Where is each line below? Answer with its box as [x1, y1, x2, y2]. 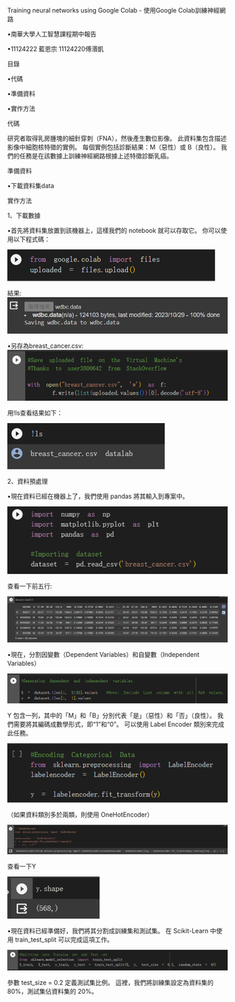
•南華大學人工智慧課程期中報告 [7, 30, 97, 38]
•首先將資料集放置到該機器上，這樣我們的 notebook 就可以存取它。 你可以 [7, 227, 222, 234]
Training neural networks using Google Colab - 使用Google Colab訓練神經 [7, 6, 220, 14]
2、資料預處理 [7, 476, 48, 486]
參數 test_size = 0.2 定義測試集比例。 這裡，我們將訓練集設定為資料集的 [7, 978, 214, 987]
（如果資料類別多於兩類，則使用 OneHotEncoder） [7, 810, 154, 819]
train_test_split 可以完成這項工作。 [15, 935, 113, 944]
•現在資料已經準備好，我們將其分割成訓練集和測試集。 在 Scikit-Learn [7, 927, 208, 935]
